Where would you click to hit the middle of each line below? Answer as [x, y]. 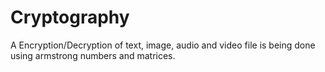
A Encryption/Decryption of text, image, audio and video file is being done [163, 45]
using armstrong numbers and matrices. [93, 55]
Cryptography [70, 17]
